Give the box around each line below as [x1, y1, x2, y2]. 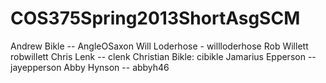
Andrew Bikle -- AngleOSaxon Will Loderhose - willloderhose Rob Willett [10, 40, 309, 52]
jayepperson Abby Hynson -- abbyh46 [10, 61, 170, 73]
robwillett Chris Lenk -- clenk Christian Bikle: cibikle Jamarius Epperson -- [10, 50, 317, 62]
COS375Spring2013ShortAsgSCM [10, 7, 301, 30]
